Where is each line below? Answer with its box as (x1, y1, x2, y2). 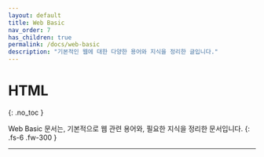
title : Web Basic (8, 19, 65, 27)
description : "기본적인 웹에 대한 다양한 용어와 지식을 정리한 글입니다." (8, 48, 218, 56)
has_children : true (8, 33, 72, 42)
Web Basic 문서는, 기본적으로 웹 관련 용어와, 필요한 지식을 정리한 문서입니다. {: (8, 123, 250, 133)
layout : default (8, 11, 61, 20)
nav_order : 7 (8, 26, 51, 34)
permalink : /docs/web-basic (8, 41, 101, 49)
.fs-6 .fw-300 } (8, 133, 57, 142)
